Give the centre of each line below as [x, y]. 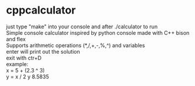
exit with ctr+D [24, 58]
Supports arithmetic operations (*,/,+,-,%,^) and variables [76, 45]
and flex [16, 39]
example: [17, 64]
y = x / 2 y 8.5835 [27, 77]
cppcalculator [41, 10]
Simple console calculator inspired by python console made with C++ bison [98, 32]
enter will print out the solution [43, 51]
